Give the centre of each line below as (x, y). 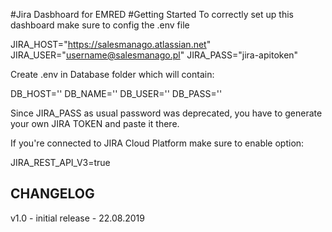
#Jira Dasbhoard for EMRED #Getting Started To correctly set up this (152, 14)
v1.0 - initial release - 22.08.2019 (77, 218)
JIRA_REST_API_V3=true (60, 162)
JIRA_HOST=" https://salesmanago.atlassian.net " (111, 44)
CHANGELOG (52, 194)
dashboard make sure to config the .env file (100, 25)
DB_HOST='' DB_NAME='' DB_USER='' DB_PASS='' (116, 93)
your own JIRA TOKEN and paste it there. (95, 123)
